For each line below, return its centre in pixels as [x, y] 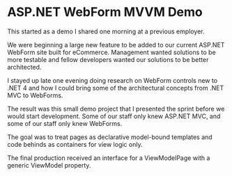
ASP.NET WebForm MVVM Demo [105, 12]
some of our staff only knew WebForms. [65, 123]
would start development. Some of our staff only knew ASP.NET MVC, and [114, 116]
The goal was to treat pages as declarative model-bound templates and [110, 137]
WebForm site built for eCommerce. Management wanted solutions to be [111, 52]
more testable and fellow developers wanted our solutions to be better [108, 59]
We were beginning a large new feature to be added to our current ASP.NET [116, 45]
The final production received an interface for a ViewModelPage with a [109, 158]
